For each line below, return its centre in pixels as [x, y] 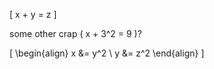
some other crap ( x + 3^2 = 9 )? [75, 33]
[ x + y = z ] [33, 14]
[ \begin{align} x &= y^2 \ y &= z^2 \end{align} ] [107, 53]
